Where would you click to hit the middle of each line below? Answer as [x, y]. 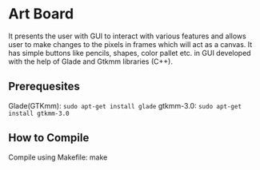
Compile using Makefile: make [58, 157]
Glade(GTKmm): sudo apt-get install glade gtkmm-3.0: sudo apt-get [125, 105]
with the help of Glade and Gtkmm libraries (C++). [91, 61]
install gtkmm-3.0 [39, 113]
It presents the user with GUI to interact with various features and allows [127, 36]
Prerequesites [44, 87]
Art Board [41, 14]
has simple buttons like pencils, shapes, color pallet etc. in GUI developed [130, 53]
